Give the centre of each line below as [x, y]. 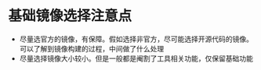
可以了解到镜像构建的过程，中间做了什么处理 [92, 48]
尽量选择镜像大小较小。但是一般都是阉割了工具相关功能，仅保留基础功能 [136, 58]
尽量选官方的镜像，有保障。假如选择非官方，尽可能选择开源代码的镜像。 [136, 39]
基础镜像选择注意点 [70, 16]
